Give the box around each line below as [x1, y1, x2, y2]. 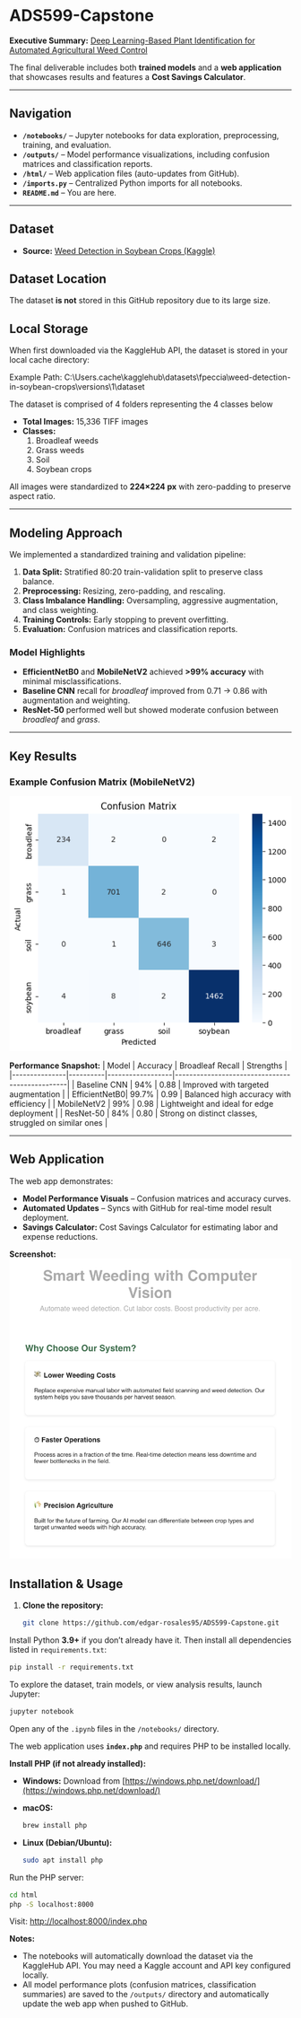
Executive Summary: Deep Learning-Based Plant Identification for [9, 35, 255, 46]
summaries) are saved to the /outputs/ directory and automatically [21, 1989, 270, 2000]
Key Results [9, 749, 78, 764]
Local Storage [9, 320, 89, 337]
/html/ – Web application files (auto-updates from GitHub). [21, 168, 240, 179]
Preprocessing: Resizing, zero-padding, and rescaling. [21, 585, 226, 596]
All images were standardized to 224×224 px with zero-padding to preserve [9, 481, 291, 492]
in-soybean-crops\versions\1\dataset [9, 382, 145, 392]
